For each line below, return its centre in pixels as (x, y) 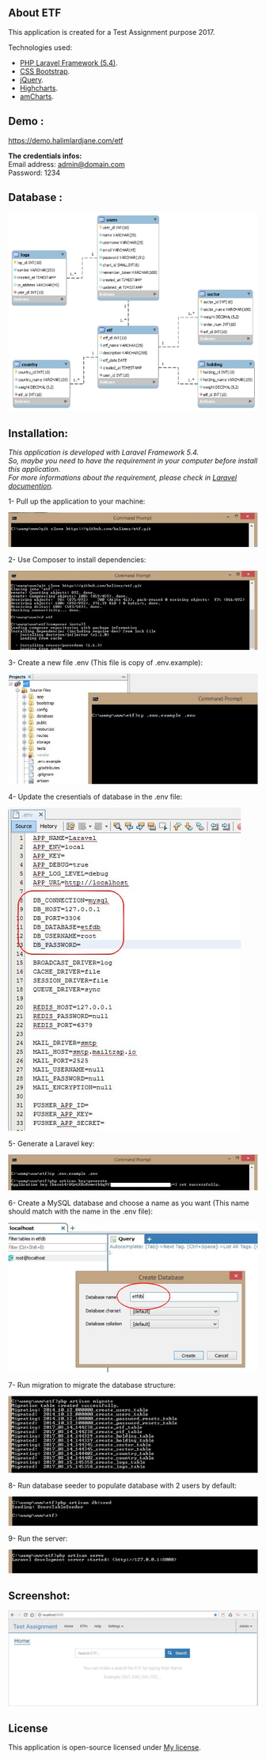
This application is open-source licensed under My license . (105, 1747)
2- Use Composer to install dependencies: (77, 559)
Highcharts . (38, 88)
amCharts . (36, 96)
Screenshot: (39, 1596)
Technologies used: (40, 48)
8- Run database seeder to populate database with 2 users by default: (123, 1486)
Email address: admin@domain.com (66, 164)
